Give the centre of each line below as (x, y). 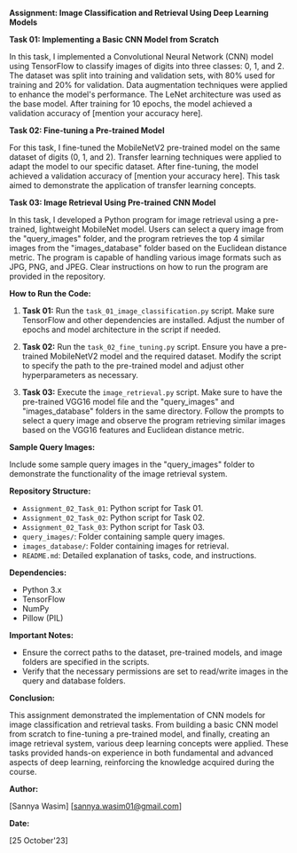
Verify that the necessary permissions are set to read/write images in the (155, 671)
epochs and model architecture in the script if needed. (121, 329)
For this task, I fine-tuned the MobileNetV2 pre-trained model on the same (145, 147)
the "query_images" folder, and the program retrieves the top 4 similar (137, 238)
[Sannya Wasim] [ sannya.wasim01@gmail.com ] (96, 806)
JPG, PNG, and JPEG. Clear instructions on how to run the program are (139, 267)
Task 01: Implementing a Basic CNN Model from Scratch (114, 39)
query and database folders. (74, 681)
